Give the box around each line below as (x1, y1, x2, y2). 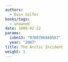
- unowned (9, 21, 30, 26)
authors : (5, 7, 23, 12)
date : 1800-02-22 (5, 26, 41, 31)
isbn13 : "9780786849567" (9, 35, 61, 40)
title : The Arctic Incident (5, 44, 64, 49)
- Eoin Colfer (9, 12, 39, 17)
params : (5, 30, 21, 35)
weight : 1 (5, 49, 26, 54)
